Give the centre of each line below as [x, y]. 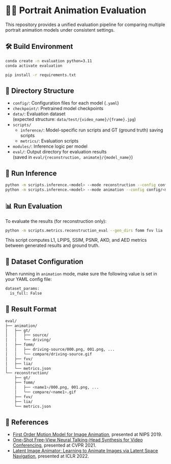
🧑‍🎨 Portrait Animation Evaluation [76, 10]
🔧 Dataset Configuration [44, 261]
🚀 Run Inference [31, 173]
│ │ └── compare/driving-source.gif [49, 354]
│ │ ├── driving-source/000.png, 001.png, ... [60, 350]
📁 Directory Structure [40, 91]
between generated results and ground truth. [52, 246]
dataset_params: [22, 289]
